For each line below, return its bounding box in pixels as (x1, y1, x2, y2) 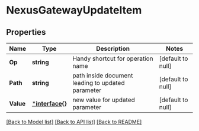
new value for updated (72, 96, 135, 104)
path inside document (72, 71, 133, 80)
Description (95, 45, 130, 53)
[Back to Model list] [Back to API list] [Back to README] (6, 119, 142, 125)
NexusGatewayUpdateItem (6, 4, 142, 17)
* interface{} (31, 100, 67, 107)
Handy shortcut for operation (72, 54, 153, 63)
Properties (6, 27, 46, 37)
